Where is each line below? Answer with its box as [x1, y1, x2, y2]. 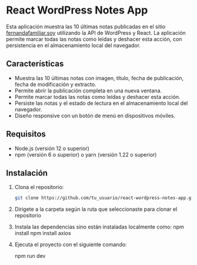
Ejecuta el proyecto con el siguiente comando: [14, 241, 128, 248]
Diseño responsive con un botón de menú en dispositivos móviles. [14, 112, 175, 119]
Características [6, 59, 64, 69]
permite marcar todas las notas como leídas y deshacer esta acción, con [6, 35, 182, 42]
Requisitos [6, 129, 46, 139]
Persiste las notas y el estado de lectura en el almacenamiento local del [14, 100, 188, 107]
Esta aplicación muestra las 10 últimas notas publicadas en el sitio [6, 23, 166, 30]
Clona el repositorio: [14, 184, 64, 191]
